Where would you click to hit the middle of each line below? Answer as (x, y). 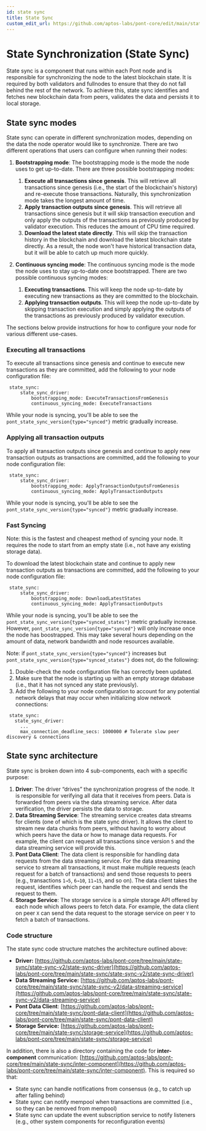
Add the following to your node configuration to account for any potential (107, 691)
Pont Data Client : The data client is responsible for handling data (97, 854)
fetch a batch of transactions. (52, 919)
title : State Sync (30, 18)
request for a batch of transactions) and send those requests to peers (103, 874)
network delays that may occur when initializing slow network (93, 698)
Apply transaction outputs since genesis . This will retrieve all (103, 207)
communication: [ (60, 1057)
